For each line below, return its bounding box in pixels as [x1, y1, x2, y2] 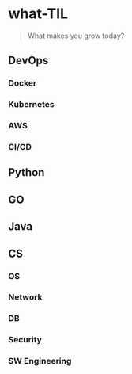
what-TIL [8, 5, 69, 23]
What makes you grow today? [27, 31, 125, 40]
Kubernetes [8, 99, 55, 110]
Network [8, 292, 43, 303]
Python [8, 166, 45, 179]
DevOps [8, 54, 49, 67]
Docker [8, 78, 37, 89]
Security [8, 334, 42, 345]
